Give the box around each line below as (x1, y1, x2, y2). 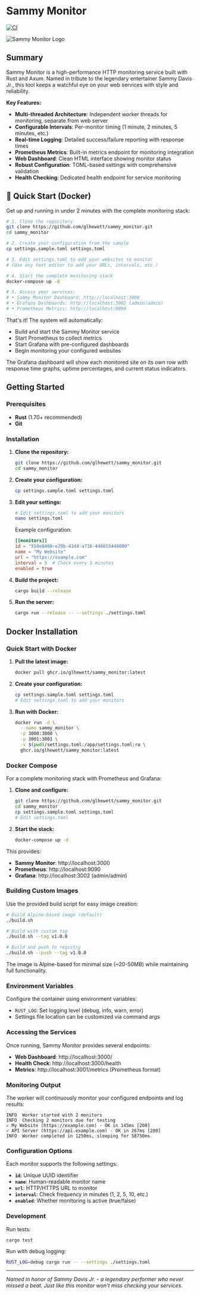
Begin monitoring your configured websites (14, 347, 121, 354)
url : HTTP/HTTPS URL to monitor (14, 1184, 98, 1192)
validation (14, 167, 39, 175)
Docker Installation (6, 627, 78, 637)
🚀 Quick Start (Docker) (6, 191, 91, 201)
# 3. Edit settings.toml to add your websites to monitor (6, 256, 153, 263)
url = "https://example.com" (14, 554, 87, 561)
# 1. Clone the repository (6, 219, 73, 225)
